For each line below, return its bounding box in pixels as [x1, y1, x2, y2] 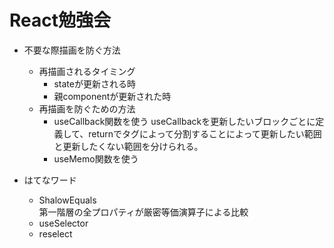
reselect [38, 227, 73, 240]
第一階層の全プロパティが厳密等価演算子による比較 [38, 206, 249, 218]
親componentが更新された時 [53, 90, 172, 102]
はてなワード [23, 174, 77, 186]
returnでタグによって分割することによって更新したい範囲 [88, 127, 322, 140]
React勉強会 [9, 9, 111, 32]
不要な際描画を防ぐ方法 [23, 44, 121, 56]
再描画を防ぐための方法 [38, 102, 136, 115]
